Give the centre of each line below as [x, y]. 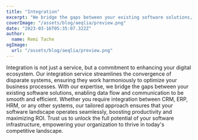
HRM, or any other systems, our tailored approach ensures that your [90, 105]
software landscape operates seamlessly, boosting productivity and [89, 111]
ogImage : [17, 45]
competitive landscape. [35, 130]
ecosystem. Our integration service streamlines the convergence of [89, 74]
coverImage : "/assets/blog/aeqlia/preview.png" [66, 23]
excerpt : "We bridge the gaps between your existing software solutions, [100, 17]
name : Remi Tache [33, 39]
